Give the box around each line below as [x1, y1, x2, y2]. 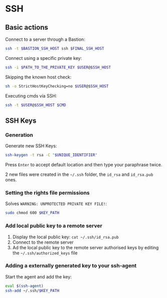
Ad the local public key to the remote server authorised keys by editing [12, 244, 159, 250]
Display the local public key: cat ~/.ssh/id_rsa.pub [12, 234, 119, 240]
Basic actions [5, 23, 49, 32]
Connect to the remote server [12, 239, 74, 245]
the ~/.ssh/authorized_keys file [12, 250, 78, 256]
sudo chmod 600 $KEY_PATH [5, 211, 59, 216]
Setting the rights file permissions [5, 189, 90, 196]
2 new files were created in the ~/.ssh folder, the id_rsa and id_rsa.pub [5, 171, 153, 177]
